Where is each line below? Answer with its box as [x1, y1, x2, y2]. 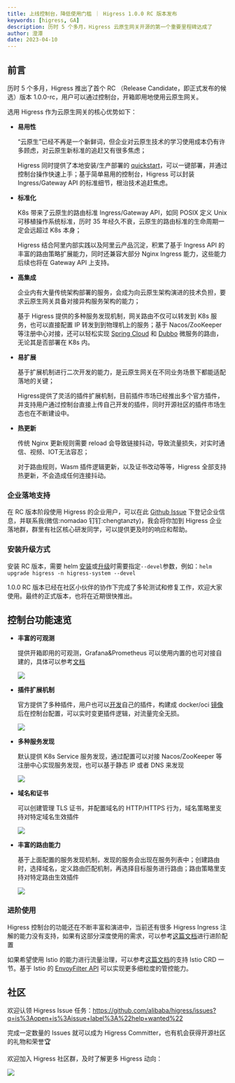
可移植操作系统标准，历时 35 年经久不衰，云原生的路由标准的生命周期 [17, 217, 219, 225]
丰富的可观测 [17, 634, 55, 642]
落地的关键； [17, 376, 55, 385]
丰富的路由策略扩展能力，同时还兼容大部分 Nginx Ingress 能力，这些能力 [17, 250, 227, 258]
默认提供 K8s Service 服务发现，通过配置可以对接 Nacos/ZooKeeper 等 [17, 752, 222, 761]
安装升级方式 [7, 545, 51, 554]
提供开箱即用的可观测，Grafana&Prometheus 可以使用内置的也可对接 [17, 649, 216, 658]
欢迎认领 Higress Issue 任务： [7, 1007, 93, 1015]
